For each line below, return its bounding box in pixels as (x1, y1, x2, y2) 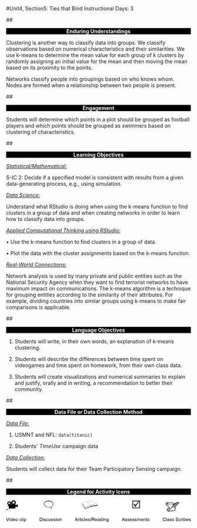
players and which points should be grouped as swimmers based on (6, 122, 171, 129)
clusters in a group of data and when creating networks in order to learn (6, 209, 180, 216)
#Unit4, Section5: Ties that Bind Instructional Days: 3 (6, 5, 134, 12)
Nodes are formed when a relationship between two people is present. (6, 82, 176, 89)
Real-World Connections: (6, 261, 67, 268)
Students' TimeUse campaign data (14, 443, 98, 449)
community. (14, 386, 43, 393)
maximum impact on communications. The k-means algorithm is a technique (6, 285, 191, 292)
